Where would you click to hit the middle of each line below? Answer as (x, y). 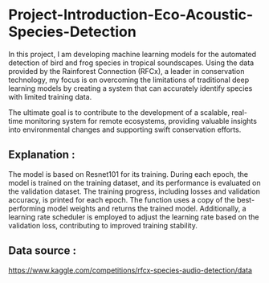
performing (27, 208)
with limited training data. (50, 96)
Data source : (42, 251)
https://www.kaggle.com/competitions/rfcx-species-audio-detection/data (130, 270)
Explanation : (42, 155)
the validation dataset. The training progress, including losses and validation (134, 191)
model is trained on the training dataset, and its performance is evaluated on (134, 183)
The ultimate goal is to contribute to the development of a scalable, (119, 112)
